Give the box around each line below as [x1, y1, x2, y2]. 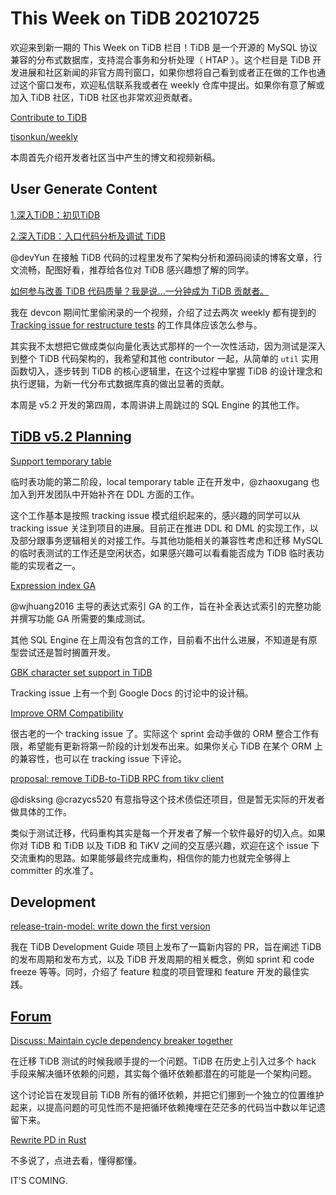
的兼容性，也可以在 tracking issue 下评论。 [10, 752, 188, 764]
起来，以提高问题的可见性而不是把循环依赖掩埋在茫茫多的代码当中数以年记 [10, 1102, 317, 1114]
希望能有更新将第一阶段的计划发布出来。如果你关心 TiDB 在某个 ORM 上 [27, 740, 323, 752]
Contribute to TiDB [10, 111, 88, 123]
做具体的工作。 [10, 805, 72, 817]
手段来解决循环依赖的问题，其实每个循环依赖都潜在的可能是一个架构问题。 [10, 1068, 317, 1080]
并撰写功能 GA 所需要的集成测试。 [10, 612, 151, 624]
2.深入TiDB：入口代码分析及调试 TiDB [10, 230, 166, 242]
